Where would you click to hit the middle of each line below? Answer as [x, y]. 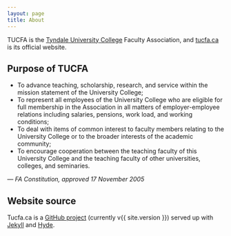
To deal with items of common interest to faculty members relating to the [120, 129]
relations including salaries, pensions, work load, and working [105, 115]
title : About [26, 20]
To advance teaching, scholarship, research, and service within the [112, 85]
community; [34, 144]
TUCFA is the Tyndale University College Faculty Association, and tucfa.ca [113, 39]
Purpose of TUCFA [48, 69]
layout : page [26, 13]
